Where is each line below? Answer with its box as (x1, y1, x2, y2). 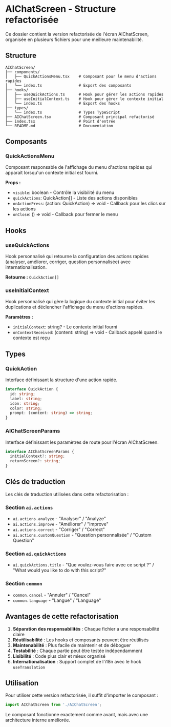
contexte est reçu (12, 335, 50, 341)
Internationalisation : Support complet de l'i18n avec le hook (12, 658, 142, 664)
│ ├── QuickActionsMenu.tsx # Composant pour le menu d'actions (5, 74, 157, 79)
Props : (5, 180, 21, 186)
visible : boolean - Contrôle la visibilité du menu (12, 189, 115, 195)
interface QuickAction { (5, 387, 58, 392)
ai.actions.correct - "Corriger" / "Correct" (12, 526, 105, 533)
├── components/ (5, 69, 40, 74)
